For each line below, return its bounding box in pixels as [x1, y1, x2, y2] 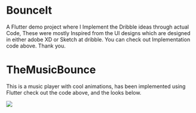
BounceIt [6, 4, 53, 17]
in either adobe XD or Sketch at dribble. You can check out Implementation [6, 36, 191, 43]
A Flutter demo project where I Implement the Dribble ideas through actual [6, 23, 189, 30]
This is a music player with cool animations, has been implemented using [6, 83, 186, 90]
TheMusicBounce [6, 63, 96, 77]
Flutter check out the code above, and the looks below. [6, 89, 142, 96]
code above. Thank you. [6, 42, 66, 49]
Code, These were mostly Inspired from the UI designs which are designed [6, 29, 191, 36]
